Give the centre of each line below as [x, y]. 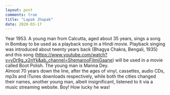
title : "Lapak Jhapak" [29, 19]
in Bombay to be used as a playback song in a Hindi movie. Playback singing [85, 44]
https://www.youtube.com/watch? [72, 55]
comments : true [21, 15]
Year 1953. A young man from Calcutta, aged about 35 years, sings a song [83, 39]
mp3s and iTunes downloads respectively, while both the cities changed [81, 76]
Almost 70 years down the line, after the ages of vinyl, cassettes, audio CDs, [85, 71]
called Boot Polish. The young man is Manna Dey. [57, 66]
